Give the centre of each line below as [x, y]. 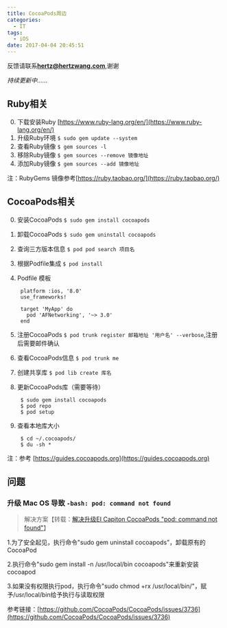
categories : [24, 20]
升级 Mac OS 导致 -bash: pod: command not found [89, 503]
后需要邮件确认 [38, 343]
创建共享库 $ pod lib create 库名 [64, 372]
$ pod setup [37, 412]
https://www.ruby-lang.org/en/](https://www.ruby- [131, 121]
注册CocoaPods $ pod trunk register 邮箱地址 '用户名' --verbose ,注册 [117, 334]
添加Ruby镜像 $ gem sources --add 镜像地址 [78, 163]
